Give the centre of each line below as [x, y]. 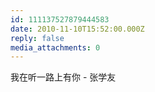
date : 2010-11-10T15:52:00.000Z [77, 29]
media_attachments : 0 [55, 47]
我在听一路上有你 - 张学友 [63, 77]
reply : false [37, 38]
